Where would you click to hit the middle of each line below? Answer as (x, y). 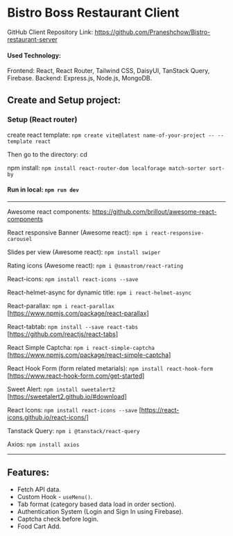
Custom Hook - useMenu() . (55, 496)
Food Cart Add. (39, 526)
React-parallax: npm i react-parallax (61, 306)
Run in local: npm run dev (43, 190)
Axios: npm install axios (43, 444)
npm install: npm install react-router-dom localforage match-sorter (107, 167)
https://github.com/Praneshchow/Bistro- (153, 32)
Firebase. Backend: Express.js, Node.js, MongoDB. (80, 78)
